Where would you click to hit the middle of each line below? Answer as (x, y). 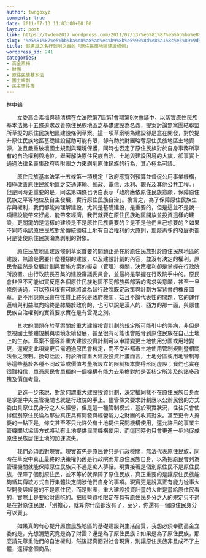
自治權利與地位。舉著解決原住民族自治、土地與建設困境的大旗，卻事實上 (108, 156)
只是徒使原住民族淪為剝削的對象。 (49, 238)
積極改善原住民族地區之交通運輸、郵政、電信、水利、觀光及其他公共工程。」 (102, 184)
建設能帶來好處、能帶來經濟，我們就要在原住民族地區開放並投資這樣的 (100, 215)
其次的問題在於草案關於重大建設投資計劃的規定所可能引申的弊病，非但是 (108, 325)
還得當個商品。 (36, 549)
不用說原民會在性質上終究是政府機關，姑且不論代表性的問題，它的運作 (111, 297)
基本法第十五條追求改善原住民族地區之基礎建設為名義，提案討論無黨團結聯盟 (103, 125)
